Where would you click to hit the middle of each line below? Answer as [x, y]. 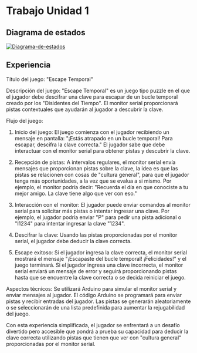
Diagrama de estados [46, 33]
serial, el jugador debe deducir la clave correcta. [73, 241]
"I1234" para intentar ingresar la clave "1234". [70, 223]
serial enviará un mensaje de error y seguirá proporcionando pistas [96, 271]
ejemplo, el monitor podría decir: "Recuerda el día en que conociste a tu [101, 187]
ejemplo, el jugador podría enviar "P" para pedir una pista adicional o [98, 217]
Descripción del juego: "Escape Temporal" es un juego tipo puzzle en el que [98, 90]
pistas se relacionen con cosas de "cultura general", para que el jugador [102, 174]
